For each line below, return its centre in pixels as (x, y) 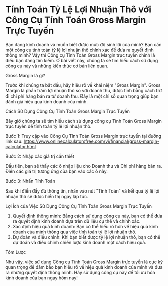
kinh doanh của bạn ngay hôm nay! (41, 278)
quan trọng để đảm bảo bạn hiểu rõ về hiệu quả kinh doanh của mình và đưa (84, 267)
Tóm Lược (16, 252)
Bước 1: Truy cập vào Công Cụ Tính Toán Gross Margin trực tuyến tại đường (83, 136)
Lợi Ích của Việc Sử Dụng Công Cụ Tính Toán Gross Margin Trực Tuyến (78, 206)
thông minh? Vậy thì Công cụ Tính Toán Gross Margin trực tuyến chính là (80, 55)
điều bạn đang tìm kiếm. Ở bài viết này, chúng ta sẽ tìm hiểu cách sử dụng (82, 60)
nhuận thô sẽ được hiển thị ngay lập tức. (47, 196)
